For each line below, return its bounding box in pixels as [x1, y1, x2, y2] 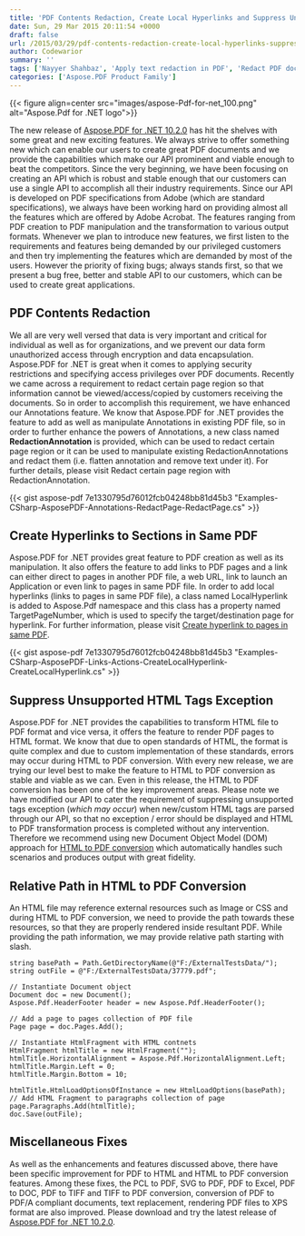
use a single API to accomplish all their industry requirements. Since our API [9, 183, 293, 194]
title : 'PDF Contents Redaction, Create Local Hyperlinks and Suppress [9, 13, 286, 23]
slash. [9, 942, 32, 952]
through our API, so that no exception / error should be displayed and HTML [9, 813, 293, 824]
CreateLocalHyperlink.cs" [9, 666, 106, 677]
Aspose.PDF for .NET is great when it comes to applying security [9, 358, 252, 369]
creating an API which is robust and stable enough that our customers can [9, 173, 288, 184]
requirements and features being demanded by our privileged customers [9, 240, 281, 251]
